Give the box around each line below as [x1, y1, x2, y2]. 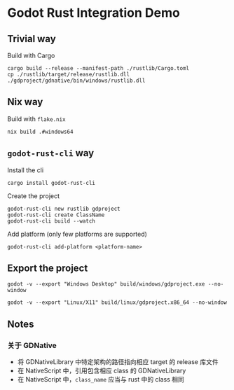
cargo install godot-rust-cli [7, 179, 96, 186]
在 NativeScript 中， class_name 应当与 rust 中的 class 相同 [17, 375, 184, 384]
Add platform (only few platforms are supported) [7, 230, 147, 238]
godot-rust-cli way [7, 147, 95, 159]
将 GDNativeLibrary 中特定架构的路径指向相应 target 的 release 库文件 [17, 358, 219, 366]
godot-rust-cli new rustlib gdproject [7, 205, 121, 212]
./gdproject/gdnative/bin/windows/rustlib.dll [7, 77, 146, 84]
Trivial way [7, 33, 56, 45]
